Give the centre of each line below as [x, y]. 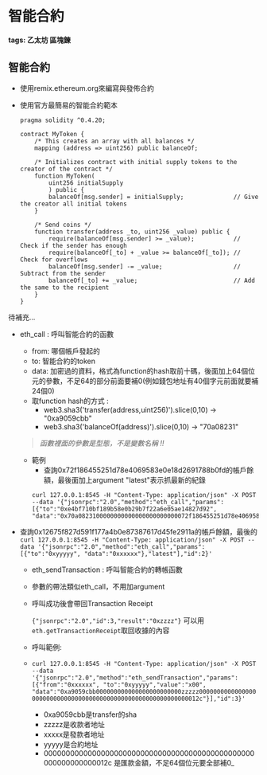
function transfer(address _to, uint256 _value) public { [132, 232]
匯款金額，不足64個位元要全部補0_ [177, 762]
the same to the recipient [64, 288]
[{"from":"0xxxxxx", [66, 685]
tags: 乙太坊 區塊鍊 [40, 40]
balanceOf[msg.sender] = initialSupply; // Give [154, 197]
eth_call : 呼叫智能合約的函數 [66, 334]
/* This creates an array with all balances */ [114, 141]
